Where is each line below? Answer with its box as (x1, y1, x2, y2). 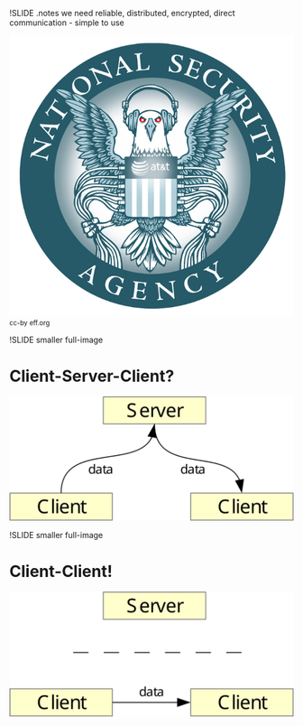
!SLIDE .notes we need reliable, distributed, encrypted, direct (9, 8, 236, 18)
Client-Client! (9, 562, 113, 582)
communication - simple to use (9, 17, 124, 28)
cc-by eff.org (9, 318, 50, 328)
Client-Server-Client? (9, 366, 175, 386)
